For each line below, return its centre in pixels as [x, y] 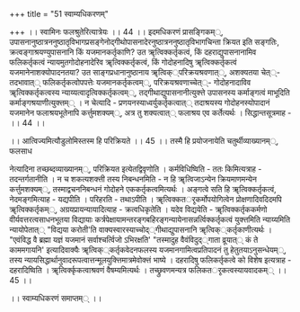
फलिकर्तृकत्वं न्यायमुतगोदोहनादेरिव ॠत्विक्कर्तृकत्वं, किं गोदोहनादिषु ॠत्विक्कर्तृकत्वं [123, 62]
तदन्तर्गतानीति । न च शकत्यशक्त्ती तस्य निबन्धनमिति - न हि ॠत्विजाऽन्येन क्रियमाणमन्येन [133, 179]
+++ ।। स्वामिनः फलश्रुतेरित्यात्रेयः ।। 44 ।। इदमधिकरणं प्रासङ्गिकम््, [116, 32]
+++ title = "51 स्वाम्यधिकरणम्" [59, 14]
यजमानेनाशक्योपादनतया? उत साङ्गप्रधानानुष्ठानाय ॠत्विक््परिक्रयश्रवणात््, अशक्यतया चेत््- [145, 72]
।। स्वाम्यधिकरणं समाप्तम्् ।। [56, 298]
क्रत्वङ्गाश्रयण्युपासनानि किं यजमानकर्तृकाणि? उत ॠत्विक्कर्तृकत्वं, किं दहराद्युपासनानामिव [133, 52]
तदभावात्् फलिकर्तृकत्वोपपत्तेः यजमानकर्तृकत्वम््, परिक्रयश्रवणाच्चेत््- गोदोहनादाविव [130, 82]
